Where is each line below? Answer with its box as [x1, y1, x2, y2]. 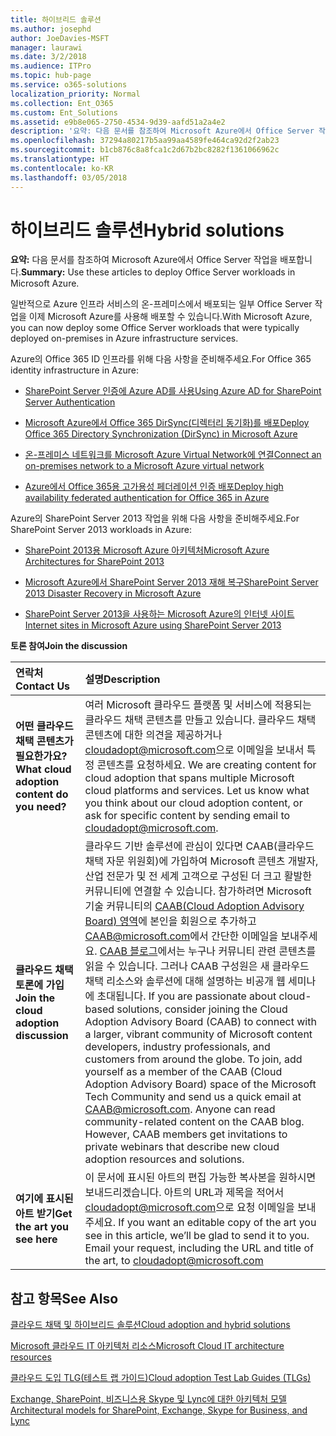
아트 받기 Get [15, 1207, 73, 1221]
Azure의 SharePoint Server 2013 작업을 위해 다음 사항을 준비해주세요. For [10, 512, 300, 525]
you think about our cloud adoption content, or [84, 796, 303, 810]
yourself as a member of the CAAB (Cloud [84, 1065, 283, 1079]
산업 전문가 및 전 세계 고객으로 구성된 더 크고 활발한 [84, 869, 313, 883]
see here [15, 1232, 58, 1246]
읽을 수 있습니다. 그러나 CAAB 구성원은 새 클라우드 [84, 959, 310, 973]
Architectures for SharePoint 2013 [24, 556, 165, 568]
